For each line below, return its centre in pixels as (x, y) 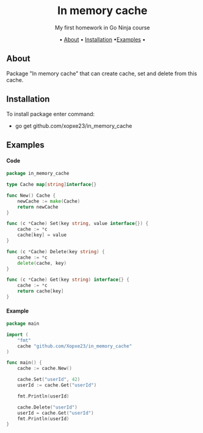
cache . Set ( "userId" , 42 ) (49, 380)
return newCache (38, 207)
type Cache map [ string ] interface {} (52, 185)
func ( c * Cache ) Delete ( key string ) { (55, 251)
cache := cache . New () (45, 368)
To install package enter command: (51, 114)
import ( (17, 335)
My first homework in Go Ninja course (102, 28)
